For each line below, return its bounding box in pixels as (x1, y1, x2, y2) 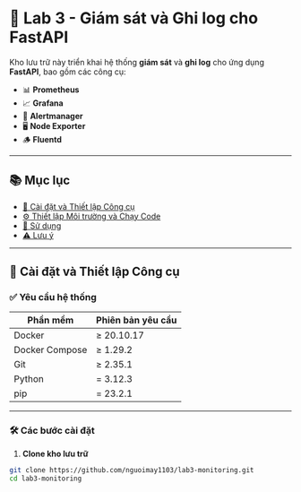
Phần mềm (27, 314, 74, 326)
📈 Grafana (21, 98, 64, 108)
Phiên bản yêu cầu (95, 314, 177, 326)
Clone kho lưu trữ (21, 448, 89, 459)
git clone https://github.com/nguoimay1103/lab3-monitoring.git (9, 465, 254, 474)
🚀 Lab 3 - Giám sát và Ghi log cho (9, 8, 258, 29)
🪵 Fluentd (21, 134, 63, 144)
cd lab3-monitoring (9, 474, 82, 483)
